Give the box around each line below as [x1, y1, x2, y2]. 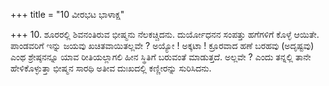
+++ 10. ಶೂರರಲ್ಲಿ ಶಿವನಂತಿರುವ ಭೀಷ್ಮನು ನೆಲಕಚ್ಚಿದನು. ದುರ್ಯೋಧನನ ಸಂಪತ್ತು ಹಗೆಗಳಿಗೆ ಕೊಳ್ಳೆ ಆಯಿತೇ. [10, 29, 320, 40]
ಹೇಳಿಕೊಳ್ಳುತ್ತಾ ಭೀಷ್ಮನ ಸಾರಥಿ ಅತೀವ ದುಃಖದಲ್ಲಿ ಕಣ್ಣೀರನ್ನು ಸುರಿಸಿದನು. [10, 62, 212, 74]
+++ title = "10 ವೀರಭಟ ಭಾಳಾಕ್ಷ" [10, 9, 125, 20]
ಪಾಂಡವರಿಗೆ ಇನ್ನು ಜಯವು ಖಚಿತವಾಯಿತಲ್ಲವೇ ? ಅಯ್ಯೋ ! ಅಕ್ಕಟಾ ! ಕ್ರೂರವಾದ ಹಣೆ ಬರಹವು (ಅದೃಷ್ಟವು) [10, 40, 315, 51]
